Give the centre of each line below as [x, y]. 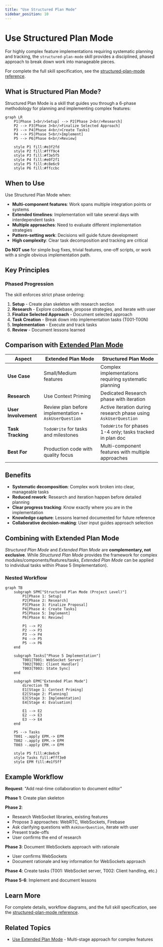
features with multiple [125, 452]
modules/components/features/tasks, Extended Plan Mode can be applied [79, 560]
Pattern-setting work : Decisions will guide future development [75, 235]
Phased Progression [29, 284]
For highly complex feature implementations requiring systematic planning [79, 51]
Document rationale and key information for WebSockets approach [79, 862]
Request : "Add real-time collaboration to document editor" [64, 789]
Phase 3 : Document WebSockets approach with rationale [62, 847]
